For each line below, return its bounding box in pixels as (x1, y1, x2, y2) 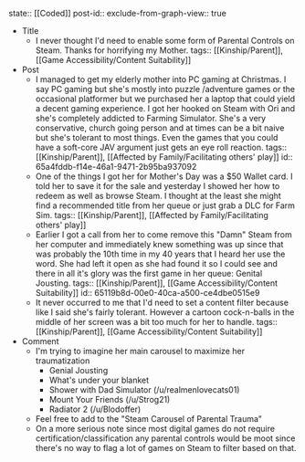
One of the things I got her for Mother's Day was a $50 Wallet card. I (35, 171, 293, 182)
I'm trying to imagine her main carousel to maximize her (35, 346, 246, 356)
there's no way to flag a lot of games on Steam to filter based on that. (35, 443, 297, 453)
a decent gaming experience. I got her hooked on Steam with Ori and (35, 103, 296, 113)
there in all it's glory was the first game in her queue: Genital (35, 268, 263, 278)
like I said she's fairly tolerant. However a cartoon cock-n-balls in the (35, 307, 295, 318)
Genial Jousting (48, 365, 109, 375)
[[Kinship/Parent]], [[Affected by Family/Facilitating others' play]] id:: (35, 152, 293, 163)
